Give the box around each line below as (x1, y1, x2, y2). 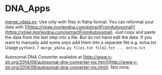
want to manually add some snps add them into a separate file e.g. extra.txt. (5, 39, 158, 45)
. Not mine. (108, 64, 130, 70)
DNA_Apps (5, 3, 50, 14)
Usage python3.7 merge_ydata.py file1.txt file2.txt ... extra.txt (5, 45, 146, 50)
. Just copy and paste (112, 29, 156, 35)
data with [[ (5, 24, 28, 30)
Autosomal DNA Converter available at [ (5, 54, 85, 60)
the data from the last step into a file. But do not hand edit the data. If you (5, 34, 152, 40)
